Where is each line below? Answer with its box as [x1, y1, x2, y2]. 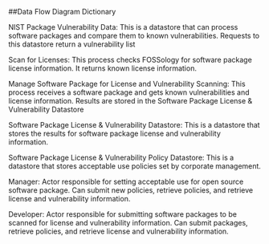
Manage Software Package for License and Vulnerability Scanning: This [8, 79, 247, 88]
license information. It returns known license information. [8, 63, 197, 73]
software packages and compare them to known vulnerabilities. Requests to [8, 31, 260, 40]
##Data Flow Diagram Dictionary [8, 7, 116, 16]
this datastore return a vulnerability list [8, 39, 136, 49]
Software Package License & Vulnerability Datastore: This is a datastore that [8, 120, 260, 129]
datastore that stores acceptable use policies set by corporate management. [8, 161, 261, 171]
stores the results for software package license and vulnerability [8, 128, 221, 138]
